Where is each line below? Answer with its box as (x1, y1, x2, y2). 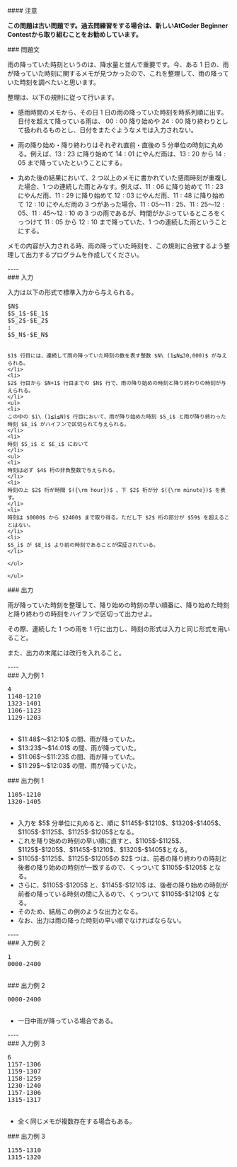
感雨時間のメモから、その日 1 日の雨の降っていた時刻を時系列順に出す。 (17, 108, 228, 116)
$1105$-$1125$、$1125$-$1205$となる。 (17, 828, 138, 836)
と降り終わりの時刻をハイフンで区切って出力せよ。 (7, 610, 156, 618)
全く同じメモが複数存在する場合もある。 (17, 1117, 136, 1125)
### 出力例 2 (7, 982, 46, 989)
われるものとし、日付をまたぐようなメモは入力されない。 (30, 126, 198, 134)
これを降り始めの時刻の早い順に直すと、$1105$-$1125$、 (17, 837, 186, 845)
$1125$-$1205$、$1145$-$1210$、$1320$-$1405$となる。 (17, 846, 192, 853)
